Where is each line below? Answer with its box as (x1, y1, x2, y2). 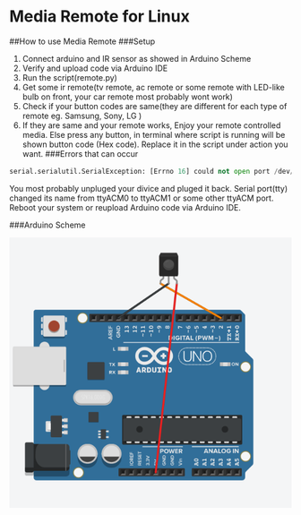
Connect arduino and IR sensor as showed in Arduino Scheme (21, 53, 252, 64)
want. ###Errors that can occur (21, 148, 139, 159)
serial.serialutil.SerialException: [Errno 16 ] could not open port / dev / (9, 167, 295, 176)
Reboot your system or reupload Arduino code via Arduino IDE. (9, 202, 242, 212)
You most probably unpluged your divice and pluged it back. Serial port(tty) (9, 183, 288, 193)
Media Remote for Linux (9, 6, 190, 27)
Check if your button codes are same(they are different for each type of (21, 100, 288, 111)
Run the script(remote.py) (21, 72, 118, 82)
